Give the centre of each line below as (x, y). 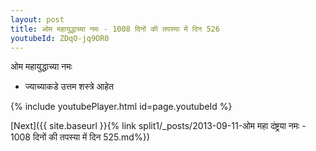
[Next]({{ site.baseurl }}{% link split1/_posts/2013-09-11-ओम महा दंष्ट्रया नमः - (158, 126)
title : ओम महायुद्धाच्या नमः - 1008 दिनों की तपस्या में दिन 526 (115, 29)
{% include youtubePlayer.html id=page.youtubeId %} (121, 107)
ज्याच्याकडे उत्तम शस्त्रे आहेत (69, 87)
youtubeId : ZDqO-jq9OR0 (60, 38)
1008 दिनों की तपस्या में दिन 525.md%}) (80, 137)
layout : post (37, 19)
